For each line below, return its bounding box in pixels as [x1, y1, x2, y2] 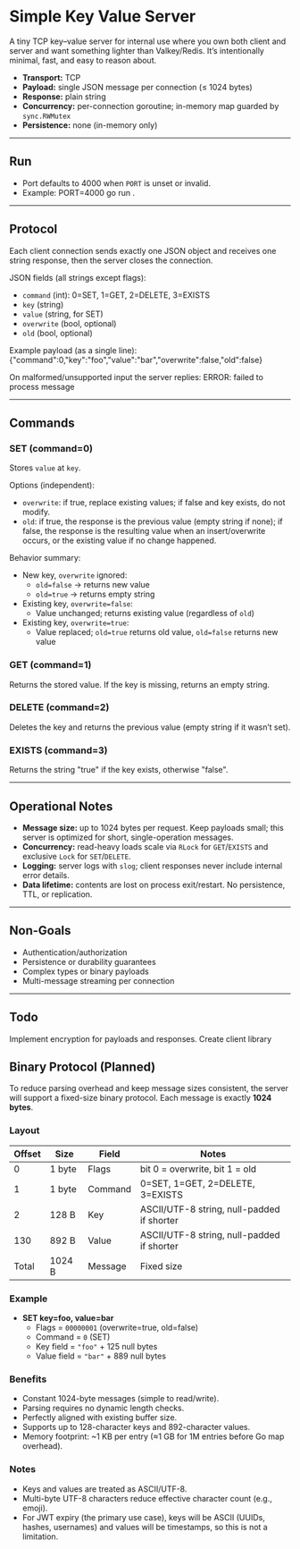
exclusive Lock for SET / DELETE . [21, 851, 131, 861]
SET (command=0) [9, 442, 94, 454]
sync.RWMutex [21, 112, 71, 121]
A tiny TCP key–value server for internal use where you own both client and [9, 36, 287, 47]
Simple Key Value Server [9, 6, 196, 27]
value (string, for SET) [21, 309, 104, 319]
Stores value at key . [9, 462, 82, 473]
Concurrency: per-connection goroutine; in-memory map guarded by [21, 100, 279, 111]
